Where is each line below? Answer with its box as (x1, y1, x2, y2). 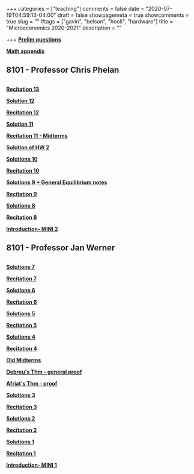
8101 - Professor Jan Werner (6, 243, 115, 253)
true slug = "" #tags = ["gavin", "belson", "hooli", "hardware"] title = (6, 18, 174, 25)
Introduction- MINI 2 (6, 225, 58, 232)
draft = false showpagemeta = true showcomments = (57, 11, 189, 19)
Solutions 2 (6, 414, 35, 422)
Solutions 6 (6, 286, 35, 294)
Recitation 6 (6, 298, 37, 306)
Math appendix (6, 48, 45, 55)
